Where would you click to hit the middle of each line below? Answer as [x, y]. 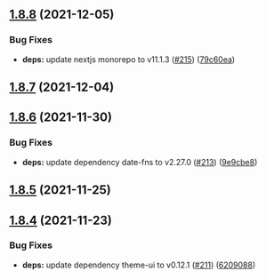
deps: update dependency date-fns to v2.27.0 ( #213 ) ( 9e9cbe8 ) [140, 162]
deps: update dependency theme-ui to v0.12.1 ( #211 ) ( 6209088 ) [139, 265]
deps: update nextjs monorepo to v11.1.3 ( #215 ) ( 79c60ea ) [129, 59]
